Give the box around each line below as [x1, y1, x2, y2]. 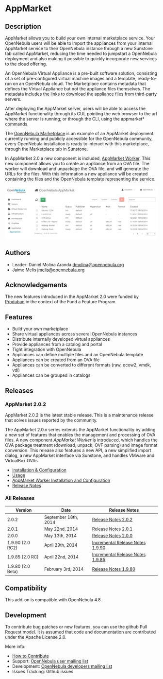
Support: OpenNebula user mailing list [12, 658, 88, 664]
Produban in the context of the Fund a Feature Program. [5, 299, 117, 305]
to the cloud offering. [5, 61, 47, 67]
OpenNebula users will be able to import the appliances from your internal [5, 40, 153, 46]
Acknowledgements [5, 280, 67, 289]
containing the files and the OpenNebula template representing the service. [5, 176, 156, 182]
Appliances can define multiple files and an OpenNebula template [12, 352, 143, 358]
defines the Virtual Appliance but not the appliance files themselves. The [5, 86, 150, 91]
